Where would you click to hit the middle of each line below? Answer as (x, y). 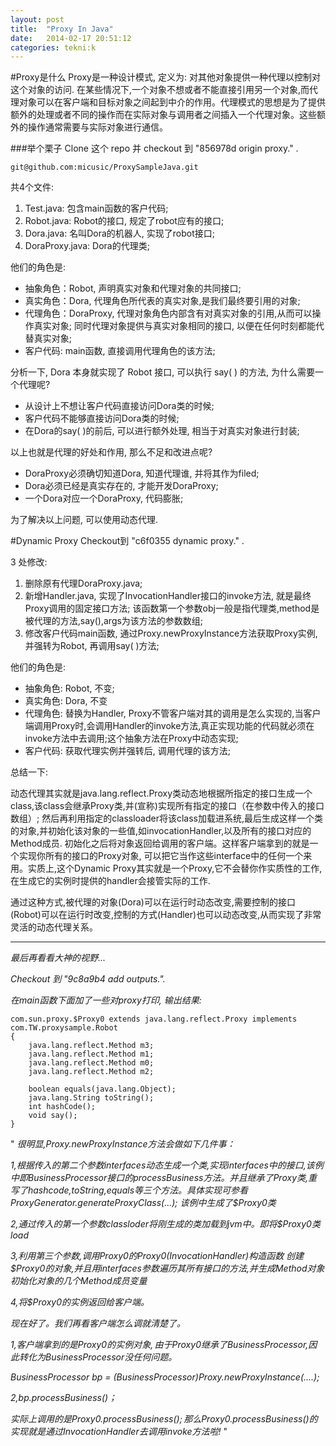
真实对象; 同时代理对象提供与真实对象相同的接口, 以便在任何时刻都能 (174, 326)
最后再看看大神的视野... (58, 958)
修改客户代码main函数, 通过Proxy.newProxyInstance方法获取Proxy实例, (171, 633)
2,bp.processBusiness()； (64, 1398)
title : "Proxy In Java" (62, 29)
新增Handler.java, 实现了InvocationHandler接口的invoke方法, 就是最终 (168, 596)
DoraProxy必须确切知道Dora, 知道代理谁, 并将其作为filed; (142, 473)
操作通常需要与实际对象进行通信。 (97, 127)
